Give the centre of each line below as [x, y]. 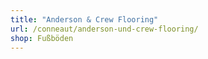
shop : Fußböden [42, 38]
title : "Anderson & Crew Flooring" [84, 19]
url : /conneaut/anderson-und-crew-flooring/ [104, 29]
